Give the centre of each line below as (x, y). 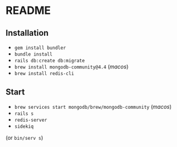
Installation (27, 33)
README (28, 11)
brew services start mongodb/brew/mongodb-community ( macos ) (93, 106)
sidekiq (24, 126)
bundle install (33, 54)
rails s (24, 113)
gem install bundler (40, 48)
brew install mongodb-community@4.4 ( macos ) (71, 67)
